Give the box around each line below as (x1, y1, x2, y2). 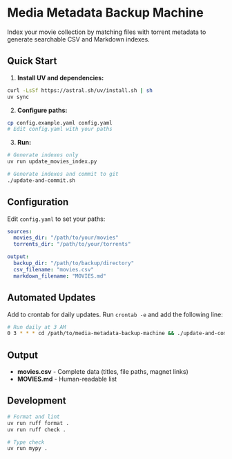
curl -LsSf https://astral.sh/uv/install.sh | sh (7, 87, 153, 94)
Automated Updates (7, 292, 96, 304)
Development (7, 395, 67, 406)
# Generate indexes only (7, 152, 79, 159)
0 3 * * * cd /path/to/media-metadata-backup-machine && (7, 330, 175, 337)
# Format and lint (7, 413, 60, 420)
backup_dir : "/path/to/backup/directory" (13, 260, 135, 267)
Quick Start (7, 55, 57, 67)
